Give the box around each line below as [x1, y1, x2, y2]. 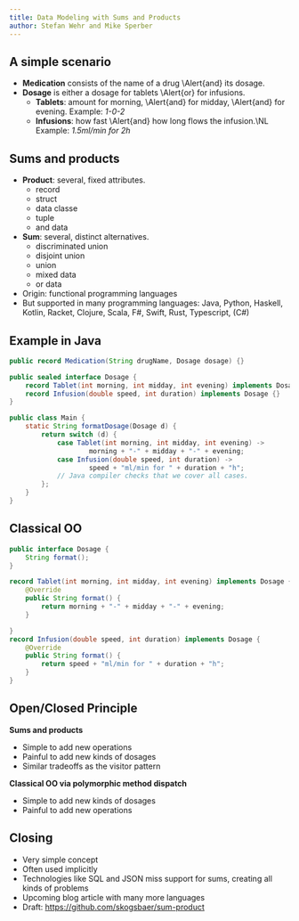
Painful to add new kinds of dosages [21, 751, 157, 762]
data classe [35, 203, 78, 214]
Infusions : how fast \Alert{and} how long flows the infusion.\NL [35, 116, 269, 126]
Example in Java [9, 333, 102, 348]
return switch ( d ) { [41, 430, 117, 439]
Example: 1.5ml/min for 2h [35, 126, 131, 136]
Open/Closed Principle [9, 701, 138, 716]
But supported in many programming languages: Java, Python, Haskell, [21, 297, 283, 308]
